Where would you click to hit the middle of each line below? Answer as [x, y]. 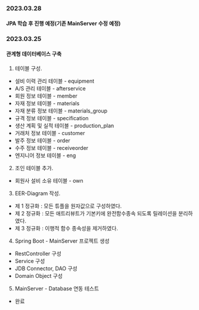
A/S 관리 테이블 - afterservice [50, 88]
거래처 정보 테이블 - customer [50, 133]
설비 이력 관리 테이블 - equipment [55, 81]
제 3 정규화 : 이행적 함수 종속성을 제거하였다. [66, 228]
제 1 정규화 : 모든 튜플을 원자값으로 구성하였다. [68, 206]
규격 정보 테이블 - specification [52, 118]
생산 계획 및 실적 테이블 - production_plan [64, 126]
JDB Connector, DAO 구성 [46, 268]
